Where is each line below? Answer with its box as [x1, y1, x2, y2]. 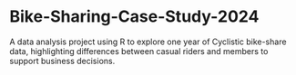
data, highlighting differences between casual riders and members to [9, 45, 269, 56]
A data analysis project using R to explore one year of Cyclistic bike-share [9, 36, 287, 47]
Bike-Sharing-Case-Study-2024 [9, 6, 260, 27]
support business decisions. [9, 55, 116, 66]
